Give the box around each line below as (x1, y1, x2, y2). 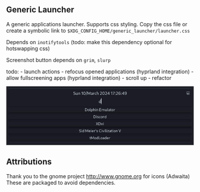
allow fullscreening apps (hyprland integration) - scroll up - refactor (6, 74, 171, 81)
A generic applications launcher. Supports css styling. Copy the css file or (6, 20, 187, 27)
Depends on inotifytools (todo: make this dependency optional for (6, 38, 173, 45)
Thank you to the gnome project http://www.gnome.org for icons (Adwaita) (6, 172, 190, 179)
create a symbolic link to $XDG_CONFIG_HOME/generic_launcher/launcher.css (6, 27, 190, 34)
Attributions (6, 157, 52, 167)
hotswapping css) (6, 45, 51, 52)
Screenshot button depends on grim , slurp (6, 56, 111, 63)
